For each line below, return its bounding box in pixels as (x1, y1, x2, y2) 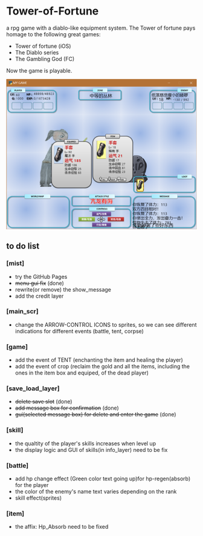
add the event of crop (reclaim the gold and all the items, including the (14, 363, 190, 370)
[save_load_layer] (6, 384, 60, 393)
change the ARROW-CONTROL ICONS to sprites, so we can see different (14, 321, 197, 328)
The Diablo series (14, 48, 59, 56)
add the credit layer (14, 292, 64, 299)
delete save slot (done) (14, 398, 72, 405)
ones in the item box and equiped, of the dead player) (14, 369, 149, 376)
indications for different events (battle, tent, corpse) (14, 327, 144, 335)
